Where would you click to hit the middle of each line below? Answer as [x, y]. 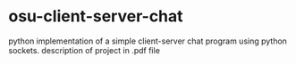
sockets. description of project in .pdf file [84, 50]
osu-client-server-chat [96, 16]
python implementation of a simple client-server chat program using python [148, 41]
